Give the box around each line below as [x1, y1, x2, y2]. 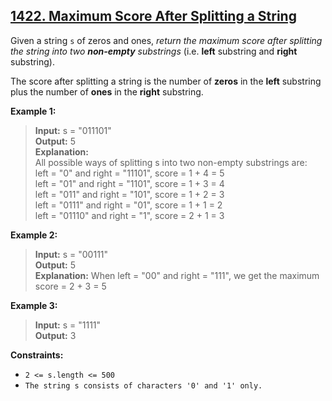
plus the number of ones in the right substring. [10, 85, 204, 98]
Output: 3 [34, 329, 77, 341]
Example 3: [10, 299, 58, 311]
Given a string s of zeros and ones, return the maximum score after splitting [10, 34, 323, 46]
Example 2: [10, 229, 58, 241]
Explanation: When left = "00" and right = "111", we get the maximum [34, 269, 320, 281]
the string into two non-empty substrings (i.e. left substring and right [10, 45, 298, 57]
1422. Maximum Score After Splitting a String [10, 8, 297, 25]
